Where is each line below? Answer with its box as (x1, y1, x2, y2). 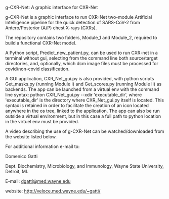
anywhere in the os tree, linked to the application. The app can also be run (5, 108, 160, 114)
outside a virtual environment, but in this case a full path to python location (5, 113, 161, 119)
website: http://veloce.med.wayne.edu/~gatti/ (5, 188, 101, 194)
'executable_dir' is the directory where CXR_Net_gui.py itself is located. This (5, 97, 164, 103)
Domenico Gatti (5, 154, 38, 159)
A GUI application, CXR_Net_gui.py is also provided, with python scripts (5, 76, 154, 81)
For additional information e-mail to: (5, 143, 80, 150)
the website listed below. (5, 134, 57, 139)
